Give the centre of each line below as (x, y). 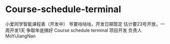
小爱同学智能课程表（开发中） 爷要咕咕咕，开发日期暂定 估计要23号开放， (83, 24)
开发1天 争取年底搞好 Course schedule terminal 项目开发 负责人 (76, 30)
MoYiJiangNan (21, 36)
